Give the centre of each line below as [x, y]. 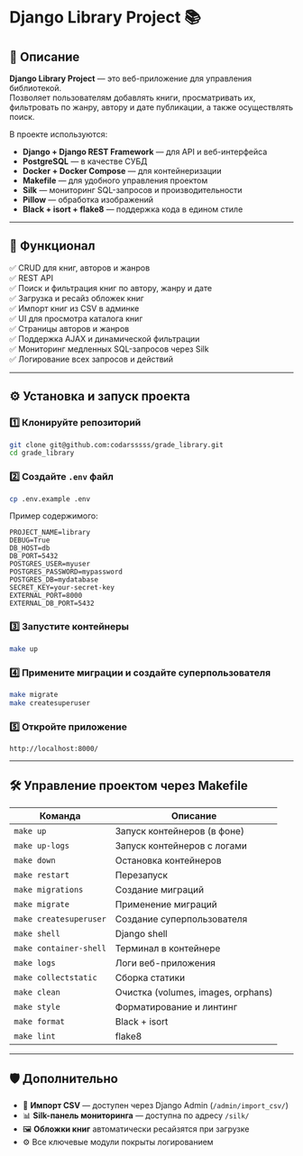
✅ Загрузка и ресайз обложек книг [77, 298]
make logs [35, 963]
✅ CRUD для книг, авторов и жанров [80, 268]
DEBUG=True [30, 541]
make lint [35, 1036]
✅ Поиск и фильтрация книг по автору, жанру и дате [111, 288]
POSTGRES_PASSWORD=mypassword [66, 572]
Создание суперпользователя [181, 919]
